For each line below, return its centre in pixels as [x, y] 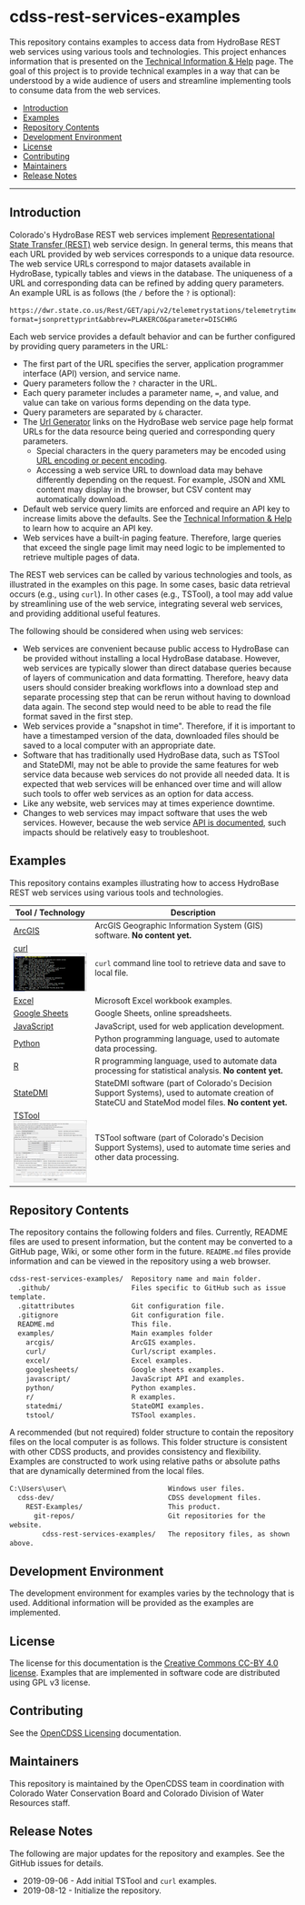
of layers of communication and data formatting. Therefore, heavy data [155, 677]
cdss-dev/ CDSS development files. [139, 1498]
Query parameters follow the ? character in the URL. [120, 383]
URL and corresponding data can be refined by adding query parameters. [147, 283]
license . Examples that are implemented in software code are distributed [145, 1673]
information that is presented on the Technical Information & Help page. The [152, 61]
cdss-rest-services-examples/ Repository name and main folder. [135, 1279]
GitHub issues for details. [57, 1863]
